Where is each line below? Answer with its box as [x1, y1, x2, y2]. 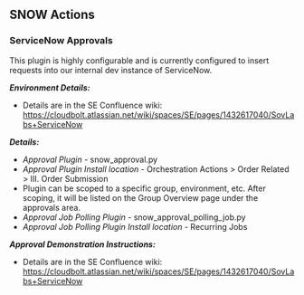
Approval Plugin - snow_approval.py [22, 154, 158, 165]
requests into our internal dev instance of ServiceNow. [9, 64, 213, 75]
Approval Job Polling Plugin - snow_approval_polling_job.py [22, 212, 246, 223]
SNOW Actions [9, 7, 95, 23]
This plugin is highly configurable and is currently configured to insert [9, 54, 270, 66]
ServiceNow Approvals [9, 34, 113, 47]
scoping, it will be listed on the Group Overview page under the [22, 192, 259, 203]
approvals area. [22, 202, 81, 213]
